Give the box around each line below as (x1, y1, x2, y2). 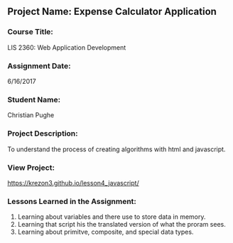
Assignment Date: (7, 60, 71, 70)
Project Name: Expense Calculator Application (7, 6, 217, 18)
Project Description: (7, 129, 78, 139)
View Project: (7, 163, 55, 173)
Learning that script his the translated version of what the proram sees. (17, 220, 226, 229)
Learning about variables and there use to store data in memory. (17, 212, 206, 221)
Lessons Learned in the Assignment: (7, 196, 137, 206)
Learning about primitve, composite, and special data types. (17, 227, 194, 237)
